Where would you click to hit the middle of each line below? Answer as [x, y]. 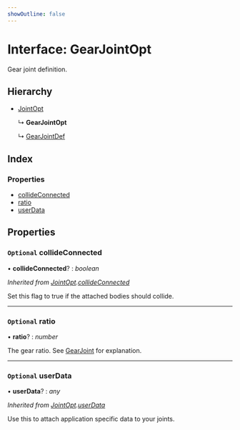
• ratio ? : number [33, 337]
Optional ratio [31, 321]
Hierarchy [30, 91]
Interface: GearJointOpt [80, 49]
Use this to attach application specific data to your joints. [91, 419]
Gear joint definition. [37, 69]
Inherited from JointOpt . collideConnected [69, 282]
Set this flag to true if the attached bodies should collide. [91, 296]
